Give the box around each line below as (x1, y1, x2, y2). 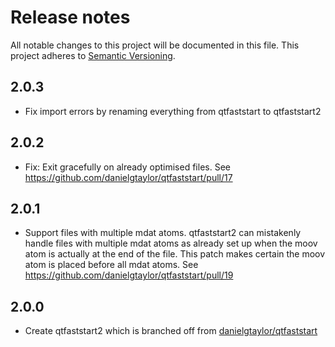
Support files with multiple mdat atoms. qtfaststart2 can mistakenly (24, 227, 302, 239)
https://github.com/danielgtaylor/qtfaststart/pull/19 (24, 269, 234, 281)
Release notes (10, 6, 131, 29)
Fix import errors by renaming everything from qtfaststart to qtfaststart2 (24, 105, 322, 117)
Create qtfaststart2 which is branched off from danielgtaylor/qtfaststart (24, 325, 318, 337)
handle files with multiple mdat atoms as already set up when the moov (24, 237, 318, 250)
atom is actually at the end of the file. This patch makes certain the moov (24, 248, 326, 260)
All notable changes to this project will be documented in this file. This (10, 39, 300, 51)
